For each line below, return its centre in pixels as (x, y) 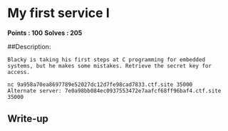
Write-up (28, 119)
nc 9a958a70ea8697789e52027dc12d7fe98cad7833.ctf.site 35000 (100, 84)
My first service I (59, 13)
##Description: (29, 46)
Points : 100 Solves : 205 (45, 33)
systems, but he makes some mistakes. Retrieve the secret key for (110, 65)
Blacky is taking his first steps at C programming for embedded (106, 59)
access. (19, 72)
